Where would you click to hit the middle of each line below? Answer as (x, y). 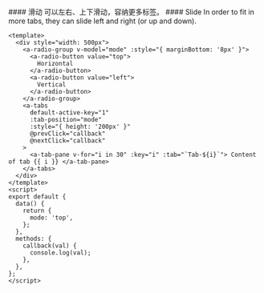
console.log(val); (60, 253)
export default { (37, 197)
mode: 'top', (51, 218)
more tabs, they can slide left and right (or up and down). (102, 21)
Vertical (52, 85)
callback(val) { (50, 246)
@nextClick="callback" (67, 141)
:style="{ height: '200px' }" (80, 126)
